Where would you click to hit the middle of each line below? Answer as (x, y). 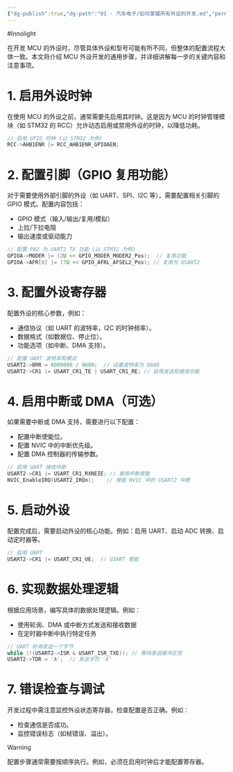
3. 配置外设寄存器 (57, 292)
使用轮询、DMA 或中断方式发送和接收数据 (77, 625)
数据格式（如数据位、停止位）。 (61, 336)
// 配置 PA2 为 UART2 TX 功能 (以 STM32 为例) (71, 250)
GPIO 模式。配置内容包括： (46, 204)
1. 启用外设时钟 (50, 96)
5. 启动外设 (38, 510)
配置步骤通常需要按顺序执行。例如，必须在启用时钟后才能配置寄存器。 (107, 762)
